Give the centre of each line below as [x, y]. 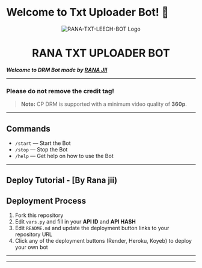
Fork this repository [39, 215]
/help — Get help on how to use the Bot [64, 156]
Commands [29, 129]
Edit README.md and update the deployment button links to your [92, 228]
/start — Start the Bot [43, 143]
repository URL [34, 234]
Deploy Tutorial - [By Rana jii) [62, 181]
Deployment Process [46, 201]
